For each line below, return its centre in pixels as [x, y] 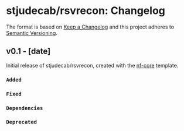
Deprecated [21, 122]
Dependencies [25, 108]
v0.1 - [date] [28, 52]
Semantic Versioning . [32, 33]
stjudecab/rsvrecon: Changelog [86, 11]
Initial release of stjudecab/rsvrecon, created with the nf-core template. [92, 65]
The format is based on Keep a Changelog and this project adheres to [90, 27]
